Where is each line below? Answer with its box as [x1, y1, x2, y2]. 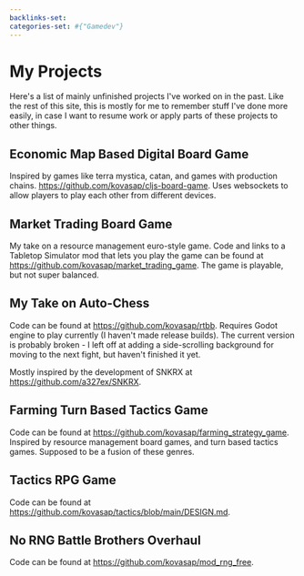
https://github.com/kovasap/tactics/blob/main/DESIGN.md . [9, 506, 230, 517]
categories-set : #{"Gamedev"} [9, 22, 125, 31]
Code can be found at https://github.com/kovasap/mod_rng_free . [9, 557, 255, 568]
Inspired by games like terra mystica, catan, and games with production [9, 170, 278, 182]
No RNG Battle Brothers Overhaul [9, 532, 202, 548]
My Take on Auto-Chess [9, 296, 150, 311]
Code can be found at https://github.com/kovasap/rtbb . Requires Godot [9, 319, 279, 330]
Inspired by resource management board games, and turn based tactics [9, 436, 279, 447]
